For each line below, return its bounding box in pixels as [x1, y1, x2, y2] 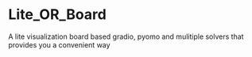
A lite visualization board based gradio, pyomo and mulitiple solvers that [8, 32, 244, 41]
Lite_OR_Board [8, 6, 107, 24]
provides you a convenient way [8, 40, 110, 49]
